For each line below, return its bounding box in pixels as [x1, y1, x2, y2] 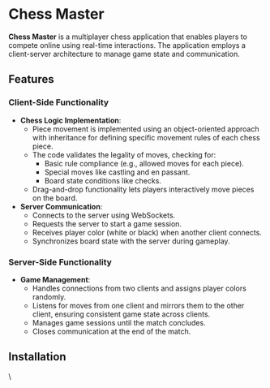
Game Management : [19, 274, 91, 284]
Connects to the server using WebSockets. [32, 210, 176, 220]
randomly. [32, 291, 66, 301]
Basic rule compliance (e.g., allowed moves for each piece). [44, 158, 245, 168]
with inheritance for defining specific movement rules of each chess [32, 132, 261, 142]
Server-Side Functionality [8, 257, 112, 268]
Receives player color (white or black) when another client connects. [32, 227, 262, 237]
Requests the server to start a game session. [32, 218, 182, 228]
